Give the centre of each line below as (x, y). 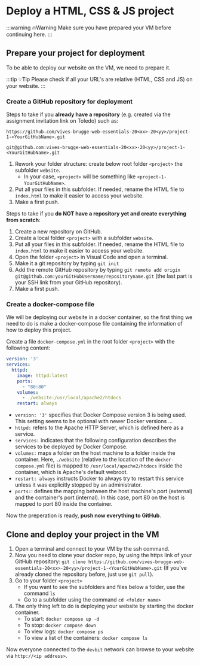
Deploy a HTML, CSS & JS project (90, 11)
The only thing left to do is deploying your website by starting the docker (104, 606)
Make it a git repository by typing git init (67, 263)
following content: (28, 348)
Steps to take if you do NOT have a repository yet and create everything (96, 214)
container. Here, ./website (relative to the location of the (84, 460)
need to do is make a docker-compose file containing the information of (95, 324)
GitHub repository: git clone (50, 561)
